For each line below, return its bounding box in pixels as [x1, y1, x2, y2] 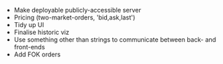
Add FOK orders [13, 50, 61, 58]
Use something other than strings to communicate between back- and [13, 35, 217, 44]
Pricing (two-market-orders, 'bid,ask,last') [13, 13, 136, 22]
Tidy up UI [13, 21, 44, 29]
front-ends [13, 43, 45, 51]
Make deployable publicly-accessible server [13, 6, 142, 14]
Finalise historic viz [13, 28, 70, 36]
